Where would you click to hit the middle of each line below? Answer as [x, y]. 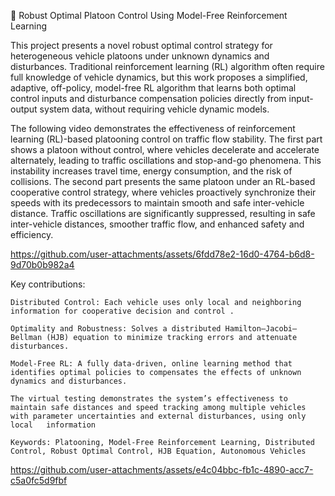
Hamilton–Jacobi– [261, 329]
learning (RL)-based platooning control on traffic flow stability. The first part [166, 139]
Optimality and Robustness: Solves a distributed [116, 329]
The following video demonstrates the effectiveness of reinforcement [153, 128]
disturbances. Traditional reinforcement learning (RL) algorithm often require [167, 66]
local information [53, 425]
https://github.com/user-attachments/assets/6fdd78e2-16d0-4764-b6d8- [162, 254]
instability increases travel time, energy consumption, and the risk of [151, 171]
